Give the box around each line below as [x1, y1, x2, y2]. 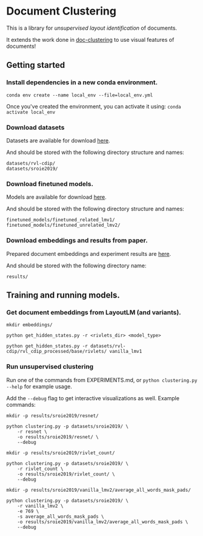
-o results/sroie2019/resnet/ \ [17, 434, 99, 440]
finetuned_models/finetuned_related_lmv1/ [6, 217, 115, 223]
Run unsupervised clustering [6, 363, 94, 371]
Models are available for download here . [6, 193, 107, 201]
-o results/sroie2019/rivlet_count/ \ [17, 471, 115, 477]
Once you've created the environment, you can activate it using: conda [6, 102, 181, 110]
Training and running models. [6, 290, 120, 300]
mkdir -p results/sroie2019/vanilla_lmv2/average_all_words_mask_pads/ [6, 487, 191, 493]
